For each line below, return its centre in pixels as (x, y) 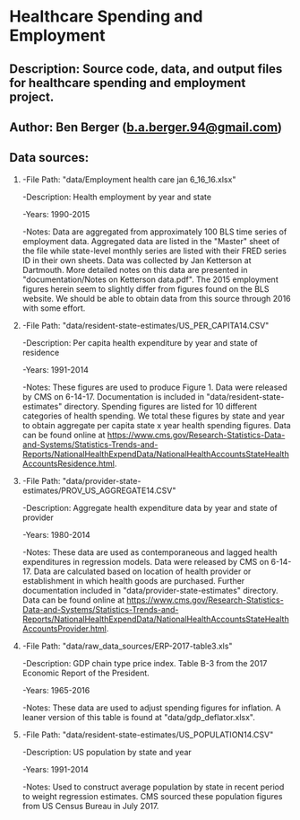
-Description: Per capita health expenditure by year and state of (140, 342)
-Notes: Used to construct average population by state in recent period (153, 787)
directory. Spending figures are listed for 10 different (161, 406)
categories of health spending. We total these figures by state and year (153, 416)
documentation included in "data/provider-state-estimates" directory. (150, 590)
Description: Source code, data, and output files (146, 69)
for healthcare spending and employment (128, 83)
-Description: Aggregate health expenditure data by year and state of (150, 507)
